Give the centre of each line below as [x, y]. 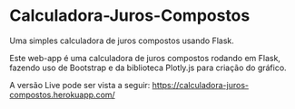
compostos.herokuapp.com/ [62, 95]
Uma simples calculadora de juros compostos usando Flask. [122, 41]
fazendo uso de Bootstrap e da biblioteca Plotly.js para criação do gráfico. [148, 68]
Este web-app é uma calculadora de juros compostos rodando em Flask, [145, 58]
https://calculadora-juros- [201, 85]
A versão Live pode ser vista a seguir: [80, 85]
